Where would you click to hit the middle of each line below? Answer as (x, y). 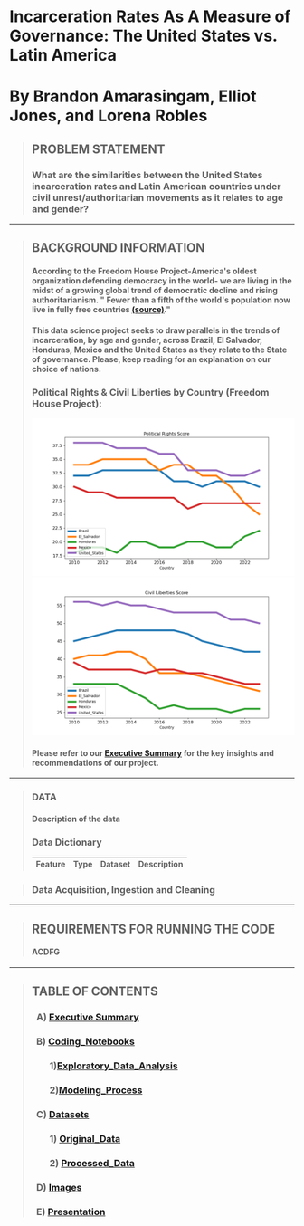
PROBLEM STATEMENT (98, 149)
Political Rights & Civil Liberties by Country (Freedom (150, 392)
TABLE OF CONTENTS (95, 992)
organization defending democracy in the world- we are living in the (161, 281)
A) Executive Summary (88, 1018)
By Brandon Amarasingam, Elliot (133, 96)
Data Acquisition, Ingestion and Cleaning (123, 889)
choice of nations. (66, 369)
